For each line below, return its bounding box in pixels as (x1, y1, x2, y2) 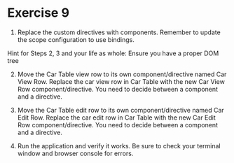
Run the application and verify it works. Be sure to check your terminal (17, 141, 221, 150)
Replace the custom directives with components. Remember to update (17, 28, 221, 36)
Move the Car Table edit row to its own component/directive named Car (17, 106, 224, 114)
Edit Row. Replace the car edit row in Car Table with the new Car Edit (17, 113, 216, 122)
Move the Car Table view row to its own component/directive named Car (17, 70, 227, 78)
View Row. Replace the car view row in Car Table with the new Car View (17, 77, 226, 85)
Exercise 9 (7, 5, 70, 21)
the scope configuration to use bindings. (17, 35, 135, 43)
